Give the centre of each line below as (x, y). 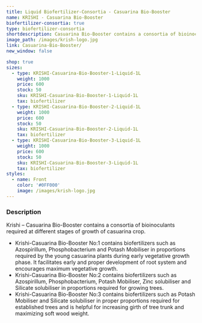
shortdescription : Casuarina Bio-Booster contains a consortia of (91, 34)
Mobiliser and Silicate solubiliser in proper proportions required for (97, 301)
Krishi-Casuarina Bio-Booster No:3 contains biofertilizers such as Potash (105, 294)
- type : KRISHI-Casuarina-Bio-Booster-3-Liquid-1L (76, 140)
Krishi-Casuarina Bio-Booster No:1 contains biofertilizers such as (95, 243)
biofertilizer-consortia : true (45, 23)
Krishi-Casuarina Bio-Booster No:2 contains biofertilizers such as (96, 275)
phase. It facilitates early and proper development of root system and (101, 262)
